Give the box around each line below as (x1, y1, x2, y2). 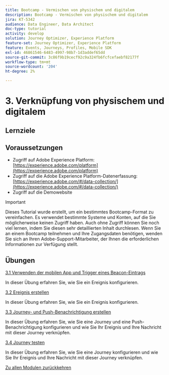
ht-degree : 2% (5, 69, 35, 74)
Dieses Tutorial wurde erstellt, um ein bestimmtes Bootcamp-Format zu (5, 209, 154, 215)
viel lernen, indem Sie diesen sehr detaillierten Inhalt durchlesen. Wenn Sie (5, 225, 161, 231)
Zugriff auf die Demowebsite (12, 189, 72, 196)
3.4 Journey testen (5, 339, 45, 346)
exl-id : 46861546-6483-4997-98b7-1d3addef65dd (5, 50, 105, 55)
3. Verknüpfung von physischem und (5, 95, 164, 107)
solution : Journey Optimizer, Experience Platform (5, 36, 114, 41)
